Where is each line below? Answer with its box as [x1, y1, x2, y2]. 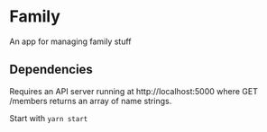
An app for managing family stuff [9, 36, 133, 47]
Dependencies [9, 62, 93, 77]
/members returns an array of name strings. [9, 95, 172, 106]
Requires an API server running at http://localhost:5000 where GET [9, 85, 259, 96]
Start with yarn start [9, 112, 88, 123]
